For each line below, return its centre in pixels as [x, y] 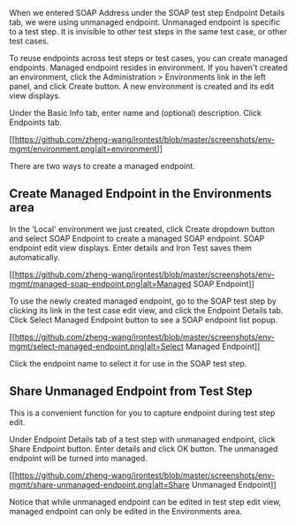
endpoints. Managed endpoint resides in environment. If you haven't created [148, 67]
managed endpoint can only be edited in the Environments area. [126, 511]
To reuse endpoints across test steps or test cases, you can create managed [148, 58]
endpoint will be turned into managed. [78, 458]
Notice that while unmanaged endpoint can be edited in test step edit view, [145, 502]
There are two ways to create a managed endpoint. [102, 166]
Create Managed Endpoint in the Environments [140, 194]
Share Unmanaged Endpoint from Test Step [131, 392]
